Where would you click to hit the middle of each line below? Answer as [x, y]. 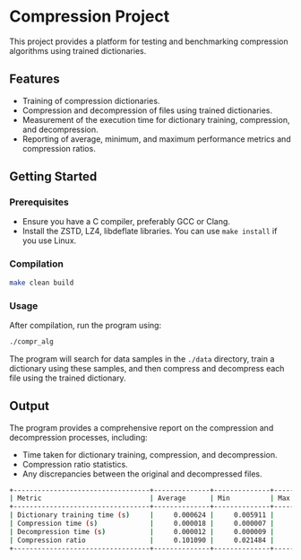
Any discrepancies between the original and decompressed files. [142, 474]
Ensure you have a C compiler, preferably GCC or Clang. [126, 222]
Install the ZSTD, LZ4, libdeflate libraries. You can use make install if [150, 232]
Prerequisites [39, 202]
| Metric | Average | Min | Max [150, 499]
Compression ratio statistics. [75, 464]
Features [34, 79]
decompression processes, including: [78, 437]
